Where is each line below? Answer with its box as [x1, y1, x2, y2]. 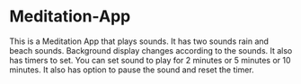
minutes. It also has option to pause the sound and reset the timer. [9, 64, 254, 75]
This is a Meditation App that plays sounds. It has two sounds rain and [9, 36, 270, 46]
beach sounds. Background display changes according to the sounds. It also [9, 45, 293, 55]
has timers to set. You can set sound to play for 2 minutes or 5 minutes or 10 [9, 55, 291, 65]
